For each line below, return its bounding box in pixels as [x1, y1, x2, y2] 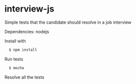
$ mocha [9, 65, 25, 70]
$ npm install [9, 47, 37, 52]
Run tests [4, 56, 24, 62]
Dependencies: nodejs [4, 28, 49, 34]
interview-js [4, 3, 54, 14]
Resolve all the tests [4, 74, 44, 80]
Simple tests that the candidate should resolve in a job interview [4, 19, 132, 25]
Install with [4, 38, 26, 44]
